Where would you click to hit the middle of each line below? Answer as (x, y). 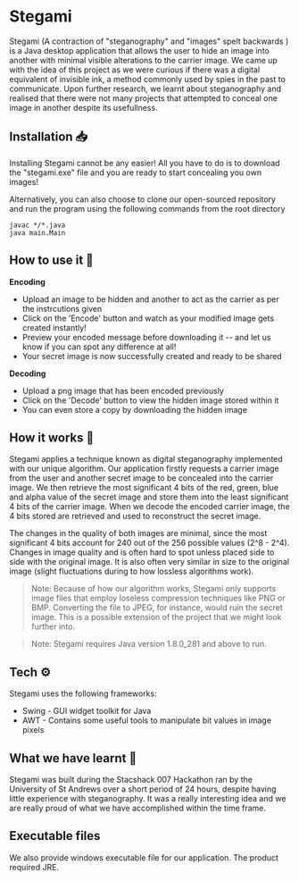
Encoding (28, 281)
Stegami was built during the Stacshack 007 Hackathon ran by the (131, 780)
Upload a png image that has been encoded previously (123, 390)
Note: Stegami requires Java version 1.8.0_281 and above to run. (149, 644)
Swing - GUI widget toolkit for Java (87, 711)
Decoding (28, 373)
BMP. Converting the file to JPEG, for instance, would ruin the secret (157, 608)
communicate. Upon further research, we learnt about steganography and (145, 88)
